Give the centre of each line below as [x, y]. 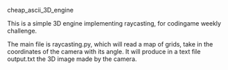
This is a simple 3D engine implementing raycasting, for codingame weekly [114, 23]
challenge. [22, 31]
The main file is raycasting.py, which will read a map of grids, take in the [110, 44]
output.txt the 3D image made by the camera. [72, 59]
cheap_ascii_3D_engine [41, 10]
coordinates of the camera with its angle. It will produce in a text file [104, 52]
